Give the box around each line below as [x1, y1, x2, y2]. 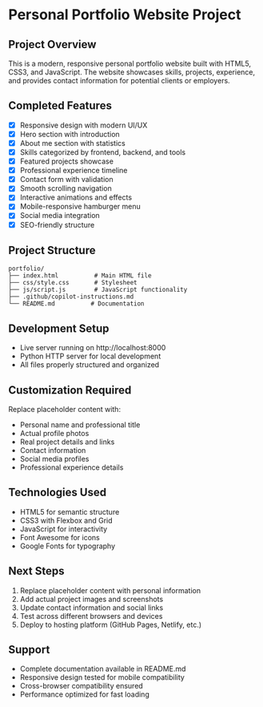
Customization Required [8, 383, 132, 397]
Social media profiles [19, 454, 90, 463]
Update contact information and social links [19, 603, 164, 612]
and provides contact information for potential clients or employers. [8, 76, 230, 85]
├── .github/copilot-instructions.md [8, 293, 134, 301]
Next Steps [8, 564, 65, 578]
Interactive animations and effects [19, 192, 133, 202]
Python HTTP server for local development [19, 351, 161, 362]
